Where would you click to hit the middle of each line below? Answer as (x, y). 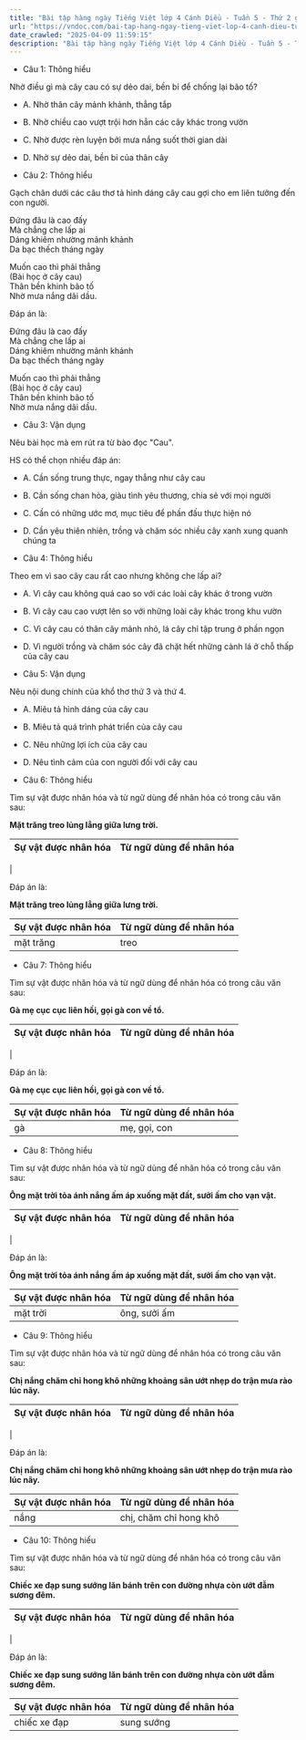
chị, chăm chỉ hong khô (170, 1517)
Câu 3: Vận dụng (54, 425)
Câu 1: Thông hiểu (56, 69)
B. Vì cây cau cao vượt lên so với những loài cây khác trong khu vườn (152, 611)
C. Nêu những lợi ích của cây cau (85, 745)
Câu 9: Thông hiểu (57, 1336)
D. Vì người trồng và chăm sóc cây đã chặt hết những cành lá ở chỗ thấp (158, 647)
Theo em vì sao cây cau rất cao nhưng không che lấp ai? (116, 576)
